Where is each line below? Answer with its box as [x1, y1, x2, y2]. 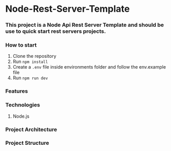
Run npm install [12, 58, 48, 64]
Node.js [12, 113, 30, 119]
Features [5, 88, 28, 95]
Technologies [5, 101, 40, 109]
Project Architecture [5, 126, 58, 133]
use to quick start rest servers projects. [5, 28, 106, 35]
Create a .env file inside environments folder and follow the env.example [12, 64, 166, 70]
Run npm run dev [12, 75, 48, 81]
